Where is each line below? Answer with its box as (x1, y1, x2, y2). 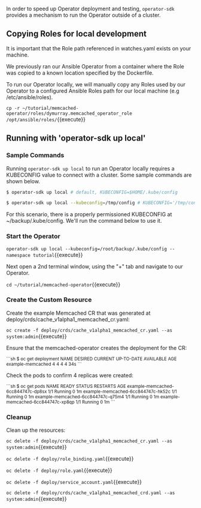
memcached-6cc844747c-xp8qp (6, 399, 75, 405)
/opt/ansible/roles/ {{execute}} (6, 115, 86, 122)
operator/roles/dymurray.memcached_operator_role (6, 110, 133, 116)
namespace (6, 252, 31, 258)
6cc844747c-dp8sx (6, 389, 47, 395)
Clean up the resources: (6, 426, 66, 434)
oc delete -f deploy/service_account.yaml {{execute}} (6, 479, 142, 486)
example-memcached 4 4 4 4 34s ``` (6, 361, 82, 367)
